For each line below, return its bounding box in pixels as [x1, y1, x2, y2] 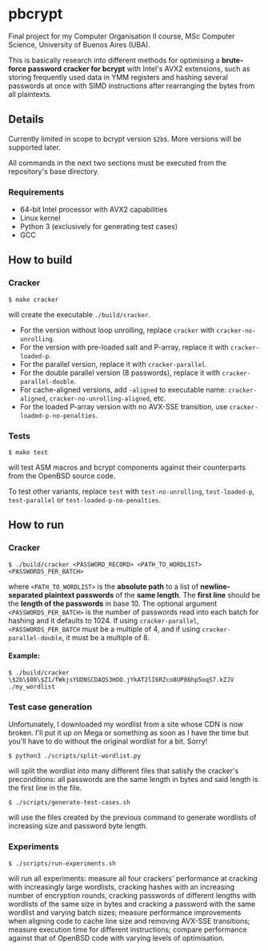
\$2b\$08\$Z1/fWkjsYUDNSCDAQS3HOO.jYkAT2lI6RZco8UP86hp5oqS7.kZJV [8, 675, 234, 683]
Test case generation [8, 701, 93, 712]
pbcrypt [8, 5, 63, 23]
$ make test [8, 449, 48, 457]
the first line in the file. [8, 783, 82, 793]
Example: [8, 651, 41, 661]
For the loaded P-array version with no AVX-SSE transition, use [19, 401, 228, 411]
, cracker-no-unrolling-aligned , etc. [45, 393, 166, 403]
